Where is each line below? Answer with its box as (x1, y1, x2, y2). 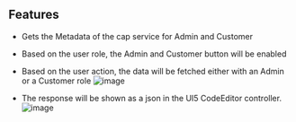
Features (8, 7, 59, 22)
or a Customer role (21, 75, 92, 86)
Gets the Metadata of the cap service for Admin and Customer (21, 30, 254, 41)
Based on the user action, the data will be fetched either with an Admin (21, 65, 285, 76)
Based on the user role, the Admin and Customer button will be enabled (21, 48, 287, 59)
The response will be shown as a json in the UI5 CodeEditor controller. (21, 92, 283, 103)
